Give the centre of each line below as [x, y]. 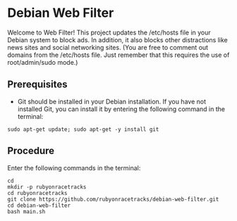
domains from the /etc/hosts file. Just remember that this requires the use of [119, 55]
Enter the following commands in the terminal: [74, 168]
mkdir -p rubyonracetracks [47, 187]
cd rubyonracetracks [38, 193]
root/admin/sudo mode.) [43, 62]
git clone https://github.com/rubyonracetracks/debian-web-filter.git [113, 199]
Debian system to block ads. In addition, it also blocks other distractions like [117, 39]
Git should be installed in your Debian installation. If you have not [112, 101]
